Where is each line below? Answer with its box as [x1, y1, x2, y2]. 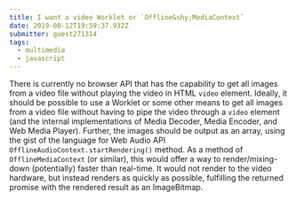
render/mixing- [222, 154, 278, 164]
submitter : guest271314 [9, 29, 98, 38]
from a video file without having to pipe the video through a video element [9, 107, 280, 117]
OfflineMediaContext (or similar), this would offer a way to [9, 154, 221, 164]
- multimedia [17, 46, 66, 55]
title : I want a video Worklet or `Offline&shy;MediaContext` [9, 12, 244, 22]
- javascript [17, 54, 66, 63]
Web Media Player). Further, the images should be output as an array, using [9, 126, 286, 135]
